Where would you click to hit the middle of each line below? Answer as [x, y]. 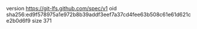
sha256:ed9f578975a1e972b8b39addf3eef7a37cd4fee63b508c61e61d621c [99, 14]
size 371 [42, 21]
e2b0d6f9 [18, 21]
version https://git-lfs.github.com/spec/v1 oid [62, 8]
